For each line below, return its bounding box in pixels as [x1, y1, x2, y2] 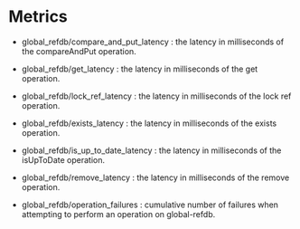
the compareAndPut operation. [21, 45, 136, 56]
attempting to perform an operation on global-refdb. [21, 208, 216, 219]
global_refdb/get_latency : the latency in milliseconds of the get [21, 63, 258, 74]
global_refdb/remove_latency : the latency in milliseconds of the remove [21, 172, 290, 183]
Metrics [8, 6, 69, 27]
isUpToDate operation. [21, 154, 106, 165]
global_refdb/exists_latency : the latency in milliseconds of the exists [21, 118, 277, 129]
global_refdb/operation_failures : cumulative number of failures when [21, 199, 279, 210]
